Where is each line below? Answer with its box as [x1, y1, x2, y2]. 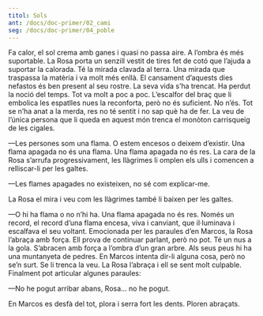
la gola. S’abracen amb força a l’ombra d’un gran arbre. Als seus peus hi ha [8, 243, 253, 253]
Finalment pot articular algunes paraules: [8, 269, 141, 278]
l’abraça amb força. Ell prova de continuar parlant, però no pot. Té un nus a [8, 235, 252, 245]
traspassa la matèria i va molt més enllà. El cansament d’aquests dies [8, 73, 233, 83]
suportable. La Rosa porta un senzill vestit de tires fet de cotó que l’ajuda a [8, 56, 251, 66]
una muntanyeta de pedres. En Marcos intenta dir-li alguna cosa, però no [8, 252, 246, 261]
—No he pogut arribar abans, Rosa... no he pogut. [8, 284, 171, 293]
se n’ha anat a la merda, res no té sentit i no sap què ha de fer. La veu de [8, 107, 245, 116]
